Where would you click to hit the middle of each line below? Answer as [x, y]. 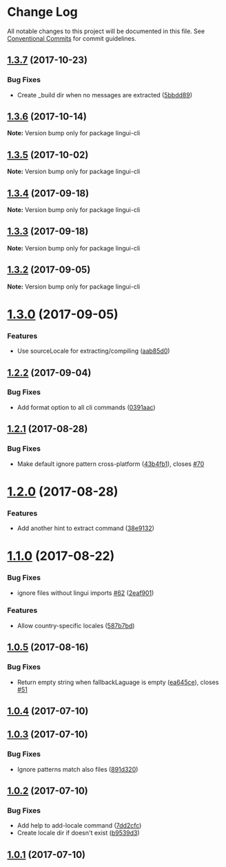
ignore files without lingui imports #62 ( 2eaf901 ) [85, 593]
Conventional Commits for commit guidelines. [72, 38]
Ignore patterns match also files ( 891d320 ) [78, 769]
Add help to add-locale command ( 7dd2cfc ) [79, 826]
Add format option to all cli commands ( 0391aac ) [86, 407]
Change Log [42, 12]
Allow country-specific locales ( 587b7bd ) [76, 625]
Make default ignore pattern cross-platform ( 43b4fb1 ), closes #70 [111, 464]
